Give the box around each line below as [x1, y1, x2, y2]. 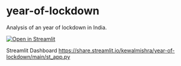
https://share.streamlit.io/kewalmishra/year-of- [58, 46, 175, 54]
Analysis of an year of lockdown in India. [6, 24, 107, 31]
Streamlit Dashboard [6, 46, 57, 54]
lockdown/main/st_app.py [6, 53, 71, 60]
